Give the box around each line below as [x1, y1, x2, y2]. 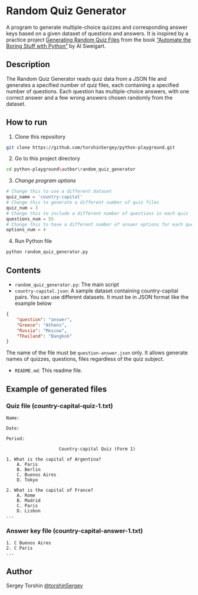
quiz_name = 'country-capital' [6, 194, 83, 200]
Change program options [14, 177, 77, 184]
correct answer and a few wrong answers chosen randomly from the [6, 94, 173, 101]
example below [14, 300, 52, 307]
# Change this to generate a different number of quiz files [6, 199, 160, 206]
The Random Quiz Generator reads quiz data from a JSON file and [6, 75, 167, 82]
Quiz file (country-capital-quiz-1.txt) [6, 402, 113, 410]
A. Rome [16, 492, 35, 498]
